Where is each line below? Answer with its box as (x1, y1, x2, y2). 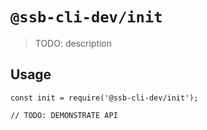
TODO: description (34, 37, 113, 49)
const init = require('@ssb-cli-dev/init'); (10, 93, 199, 103)
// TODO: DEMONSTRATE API (10, 110, 118, 120)
